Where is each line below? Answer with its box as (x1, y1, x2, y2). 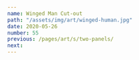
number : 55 (7, 29, 39, 37)
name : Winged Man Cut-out (7, 10, 82, 17)
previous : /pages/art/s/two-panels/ (7, 36, 114, 43)
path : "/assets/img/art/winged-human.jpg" (7, 17, 133, 23)
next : (7, 42, 23, 49)
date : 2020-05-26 (7, 23, 58, 30)
